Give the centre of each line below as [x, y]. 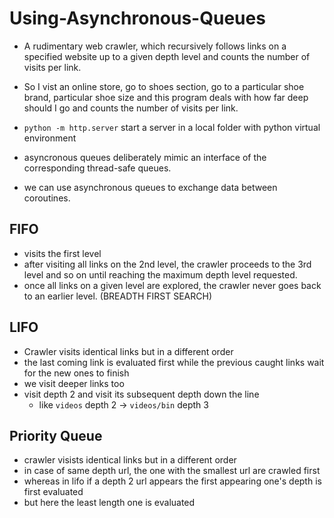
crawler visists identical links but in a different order [130, 460]
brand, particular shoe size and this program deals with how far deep [166, 97]
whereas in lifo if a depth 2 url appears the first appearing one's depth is [172, 481]
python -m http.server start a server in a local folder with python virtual [172, 127]
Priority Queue [56, 435]
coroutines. [47, 198]
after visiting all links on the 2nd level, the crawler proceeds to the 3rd [167, 264]
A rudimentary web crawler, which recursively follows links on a [155, 46]
